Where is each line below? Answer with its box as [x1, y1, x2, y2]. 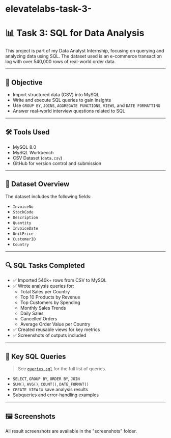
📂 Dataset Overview [5, 180, 70, 188]
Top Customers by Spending [20, 299, 80, 306]
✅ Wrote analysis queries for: [12, 283, 75, 289]
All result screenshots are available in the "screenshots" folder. [5, 428, 137, 434]
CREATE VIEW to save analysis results [12, 387, 88, 393]
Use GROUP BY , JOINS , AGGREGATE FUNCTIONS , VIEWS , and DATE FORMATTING [12, 102, 160, 108]
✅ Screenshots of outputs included [12, 332, 87, 339]
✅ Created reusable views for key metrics [12, 326, 100, 333]
